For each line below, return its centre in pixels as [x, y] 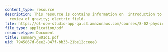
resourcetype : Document [30, 33]
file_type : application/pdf [34, 28]
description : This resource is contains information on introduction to [84, 14]
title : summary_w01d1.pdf [32, 38]
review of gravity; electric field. [48, 19]
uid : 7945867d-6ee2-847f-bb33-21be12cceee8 [51, 42]
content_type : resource [30, 10]
